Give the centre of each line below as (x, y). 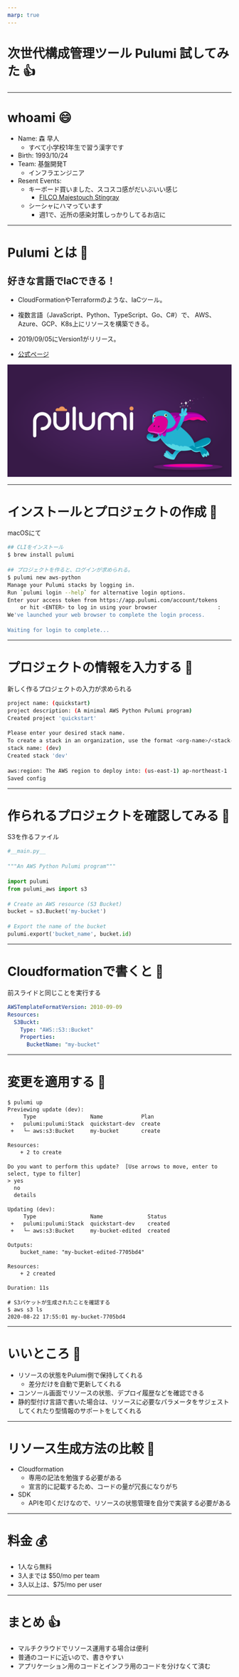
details (25, 1195)
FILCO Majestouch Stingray (79, 197)
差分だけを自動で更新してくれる (75, 1384)
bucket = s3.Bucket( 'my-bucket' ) (57, 912)
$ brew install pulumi (41, 555)
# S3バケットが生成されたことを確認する (59, 1303)
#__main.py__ (27, 851)
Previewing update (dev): (46, 1110)
